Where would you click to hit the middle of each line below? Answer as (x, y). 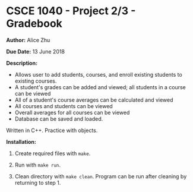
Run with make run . (38, 165)
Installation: (21, 141)
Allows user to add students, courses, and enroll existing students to (98, 74)
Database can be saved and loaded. (59, 119)
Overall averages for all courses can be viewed (72, 112)
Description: (22, 63)
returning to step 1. (38, 182)
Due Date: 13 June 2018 (36, 51)
